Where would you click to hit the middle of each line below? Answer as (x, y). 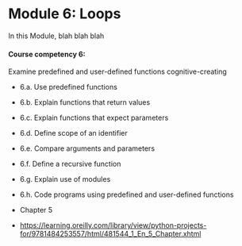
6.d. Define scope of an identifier (74, 133)
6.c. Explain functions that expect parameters (94, 118)
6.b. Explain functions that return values (85, 102)
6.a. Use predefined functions (68, 87)
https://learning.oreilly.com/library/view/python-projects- (113, 225)
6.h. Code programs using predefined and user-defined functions (127, 194)
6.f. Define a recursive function (70, 164)
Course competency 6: (47, 54)
